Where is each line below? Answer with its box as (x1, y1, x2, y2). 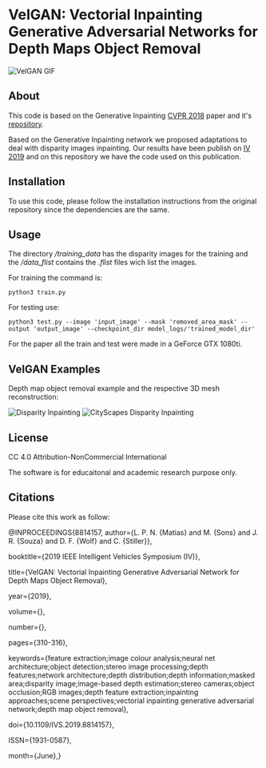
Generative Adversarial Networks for (8, 22, 258, 41)
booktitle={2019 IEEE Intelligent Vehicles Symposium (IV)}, (8, 551, 200, 561)
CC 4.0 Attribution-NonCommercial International (8, 452, 167, 461)
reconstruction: (8, 392, 59, 402)
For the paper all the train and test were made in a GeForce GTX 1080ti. (8, 339, 243, 349)
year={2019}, (8, 591, 52, 601)
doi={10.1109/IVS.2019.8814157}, (8, 719, 114, 730)
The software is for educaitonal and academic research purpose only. (8, 468, 237, 477)
